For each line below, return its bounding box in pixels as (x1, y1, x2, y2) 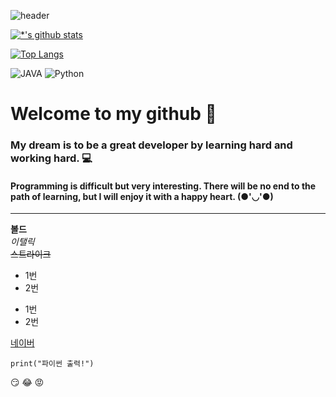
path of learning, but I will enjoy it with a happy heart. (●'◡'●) (10, 190, 274, 202)
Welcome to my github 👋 (10, 103, 217, 125)
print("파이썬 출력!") (10, 359, 95, 369)
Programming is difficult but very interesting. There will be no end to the (10, 180, 317, 192)
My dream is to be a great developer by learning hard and (10, 138, 293, 152)
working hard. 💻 (10, 151, 93, 165)
